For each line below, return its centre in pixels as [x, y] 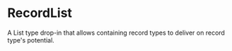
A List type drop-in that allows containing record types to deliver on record [116, 33]
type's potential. [31, 40]
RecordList [40, 13]
